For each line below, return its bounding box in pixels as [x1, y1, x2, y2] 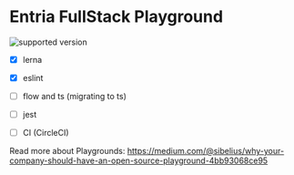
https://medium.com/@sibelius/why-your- [127, 146, 285, 157]
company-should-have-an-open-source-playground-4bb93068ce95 [9, 155, 269, 166]
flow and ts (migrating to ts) [22, 91, 127, 102]
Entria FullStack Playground [9, 6, 224, 27]
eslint [22, 73, 44, 83]
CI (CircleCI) [22, 128, 70, 139]
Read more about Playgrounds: [9, 146, 126, 157]
